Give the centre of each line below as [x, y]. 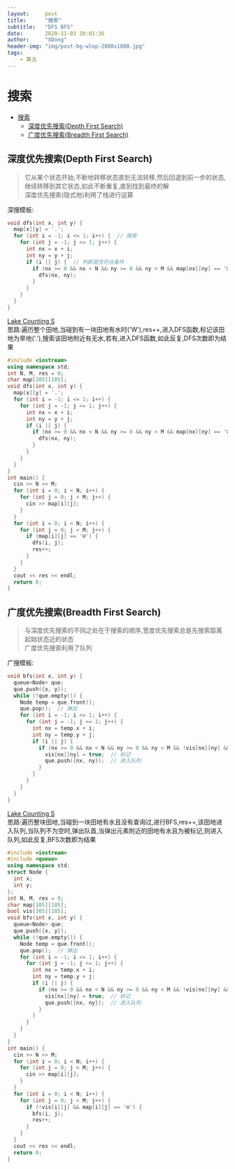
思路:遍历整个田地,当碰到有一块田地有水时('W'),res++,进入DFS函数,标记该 [113, 329]
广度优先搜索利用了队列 [58, 648]
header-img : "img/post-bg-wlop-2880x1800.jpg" [76, 46]
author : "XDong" [37, 40]
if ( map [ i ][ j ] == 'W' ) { [62, 536]
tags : [15, 53]
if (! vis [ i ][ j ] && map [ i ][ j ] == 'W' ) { [84, 1107]
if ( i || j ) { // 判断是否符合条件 [75, 262]
